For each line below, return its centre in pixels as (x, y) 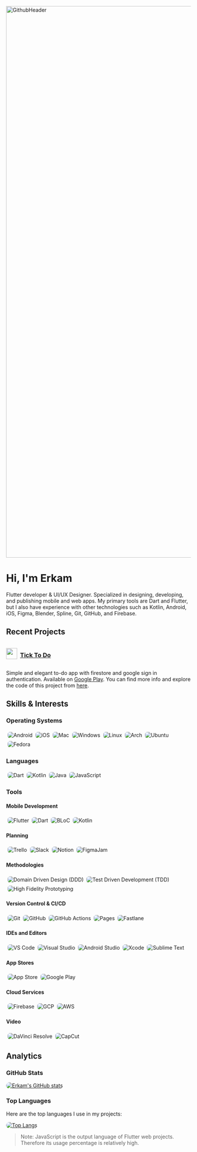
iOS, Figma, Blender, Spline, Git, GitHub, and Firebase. (71, 613)
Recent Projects (36, 632)
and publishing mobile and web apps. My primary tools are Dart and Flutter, (97, 601)
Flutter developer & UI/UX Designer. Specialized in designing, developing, (95, 594)
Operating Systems (34, 721)
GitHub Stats (25, 1073)
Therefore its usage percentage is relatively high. (80, 1143)
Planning (17, 835)
